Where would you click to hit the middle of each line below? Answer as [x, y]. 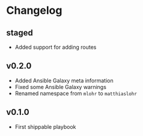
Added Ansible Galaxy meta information [64, 80]
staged [20, 33]
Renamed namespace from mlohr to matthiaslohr [76, 93]
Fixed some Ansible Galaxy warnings [61, 87]
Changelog [34, 11]
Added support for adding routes [56, 47]
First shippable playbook [45, 126]
